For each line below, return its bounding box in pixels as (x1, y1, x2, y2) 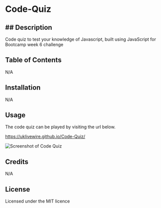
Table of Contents (5, 56, 62, 64)
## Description (5, 23, 52, 32)
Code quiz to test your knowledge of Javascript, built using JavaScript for (5, 36, 157, 42)
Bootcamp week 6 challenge (5, 42, 64, 48)
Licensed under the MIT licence (5, 198, 71, 204)
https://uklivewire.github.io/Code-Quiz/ (5, 134, 85, 140)
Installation (5, 83, 41, 92)
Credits (5, 157, 29, 166)
